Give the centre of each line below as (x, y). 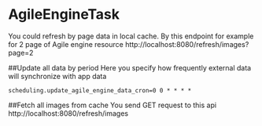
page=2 (21, 52)
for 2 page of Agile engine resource (66, 44)
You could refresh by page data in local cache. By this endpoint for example (131, 36)
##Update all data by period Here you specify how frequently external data (130, 67)
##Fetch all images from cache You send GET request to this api (113, 105)
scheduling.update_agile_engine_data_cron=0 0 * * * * (100, 90)
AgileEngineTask (64, 14)
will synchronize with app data (57, 76)
